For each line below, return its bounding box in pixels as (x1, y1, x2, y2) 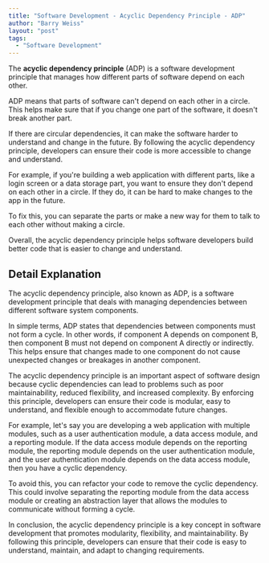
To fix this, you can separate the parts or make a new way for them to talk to (8, 211, 261, 221)
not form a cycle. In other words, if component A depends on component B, (8, 329, 259, 339)
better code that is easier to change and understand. (8, 244, 183, 254)
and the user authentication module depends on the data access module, (8, 455, 251, 464)
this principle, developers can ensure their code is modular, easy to (8, 396, 231, 406)
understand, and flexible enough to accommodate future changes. (8, 405, 228, 414)
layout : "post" (8, 27, 59, 35)
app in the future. (8, 196, 66, 206)
